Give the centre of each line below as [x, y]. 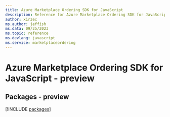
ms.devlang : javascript [30, 38]
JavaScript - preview [50, 78]
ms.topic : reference [27, 33]
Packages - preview [37, 97]
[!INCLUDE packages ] [28, 109]
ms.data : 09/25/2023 [27, 29]
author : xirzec [21, 19]
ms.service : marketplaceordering [40, 43]
